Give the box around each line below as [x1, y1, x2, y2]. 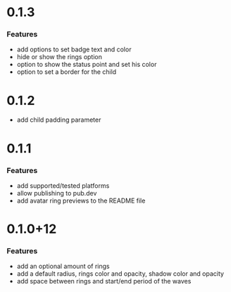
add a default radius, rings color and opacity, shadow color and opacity [16, 269, 225, 278]
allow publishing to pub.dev [16, 189, 97, 197]
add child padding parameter [16, 115, 101, 124]
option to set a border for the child [16, 68, 117, 76]
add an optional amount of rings [16, 262, 110, 271]
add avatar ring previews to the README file [16, 196, 146, 205]
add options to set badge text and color [16, 45, 132, 53]
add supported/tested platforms [16, 181, 110, 190]
